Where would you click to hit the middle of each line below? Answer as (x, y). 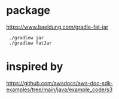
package (28, 10)
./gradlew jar (26, 38)
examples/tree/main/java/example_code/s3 (59, 89)
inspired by (35, 67)
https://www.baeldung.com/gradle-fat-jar (57, 27)
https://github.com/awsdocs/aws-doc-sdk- (60, 83)
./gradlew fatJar (30, 43)
